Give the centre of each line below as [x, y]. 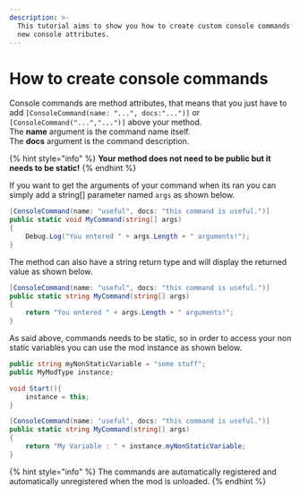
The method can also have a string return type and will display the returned [148, 261]
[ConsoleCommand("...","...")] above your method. [106, 123]
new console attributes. [64, 34]
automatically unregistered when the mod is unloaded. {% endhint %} [138, 481]
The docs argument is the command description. [99, 141]
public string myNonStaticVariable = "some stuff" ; [107, 364]
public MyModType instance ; [62, 372]
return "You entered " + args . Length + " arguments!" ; [130, 313]
